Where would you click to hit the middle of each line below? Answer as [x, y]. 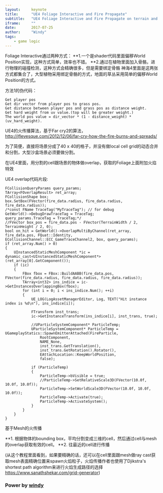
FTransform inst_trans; [55, 312]
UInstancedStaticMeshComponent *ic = [52, 252]
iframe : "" [20, 23]
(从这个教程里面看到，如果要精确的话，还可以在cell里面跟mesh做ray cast [78, 455]
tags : [10, 37]
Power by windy [24, 485]
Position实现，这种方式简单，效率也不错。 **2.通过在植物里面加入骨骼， [78, 62]
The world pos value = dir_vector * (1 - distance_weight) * [68, 117]
